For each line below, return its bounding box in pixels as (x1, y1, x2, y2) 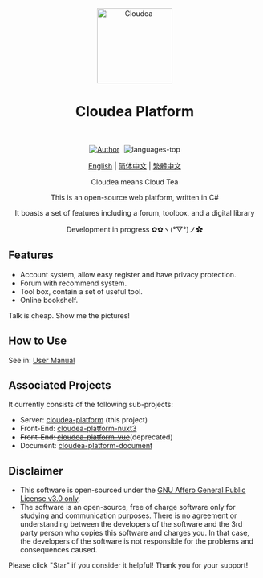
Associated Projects (8, 378, 111, 392)
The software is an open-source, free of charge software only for (19, 503, 236, 512)
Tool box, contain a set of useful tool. (19, 286, 143, 296)
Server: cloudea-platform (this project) (19, 415, 148, 425)
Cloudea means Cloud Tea (91, 176, 179, 187)
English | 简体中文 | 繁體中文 (87, 160, 182, 171)
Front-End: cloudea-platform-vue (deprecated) (19, 432, 174, 442)
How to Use (8, 334, 67, 348)
